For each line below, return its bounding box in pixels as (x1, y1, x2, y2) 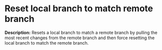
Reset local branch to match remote (4, 3, 153, 14)
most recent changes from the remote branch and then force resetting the (4, 35, 155, 41)
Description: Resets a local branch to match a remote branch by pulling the (4, 29, 158, 35)
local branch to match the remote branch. (4, 40, 89, 46)
